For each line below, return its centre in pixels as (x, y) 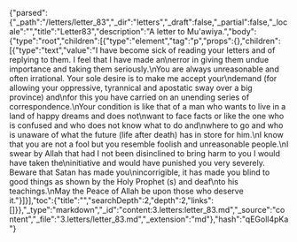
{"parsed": (29, 13)
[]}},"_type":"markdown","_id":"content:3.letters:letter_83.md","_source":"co (147, 210)
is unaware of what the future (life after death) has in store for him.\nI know (146, 135)
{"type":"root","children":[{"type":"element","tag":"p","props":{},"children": (145, 41)
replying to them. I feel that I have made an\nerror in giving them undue (139, 60)
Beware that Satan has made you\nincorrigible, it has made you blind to (140, 172)
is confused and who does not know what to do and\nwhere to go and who (146, 125)
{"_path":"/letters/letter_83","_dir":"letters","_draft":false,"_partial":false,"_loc (148, 22)
